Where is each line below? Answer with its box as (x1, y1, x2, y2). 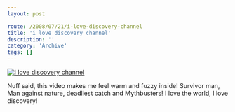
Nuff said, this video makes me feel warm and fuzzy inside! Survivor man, (7, 82, 220, 90)
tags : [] (7, 49, 33, 56)
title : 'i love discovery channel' (7, 29, 112, 36)
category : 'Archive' (7, 43, 68, 50)
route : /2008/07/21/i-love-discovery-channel (7, 22, 142, 30)
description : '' (7, 36, 55, 43)
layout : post (7, 10, 46, 17)
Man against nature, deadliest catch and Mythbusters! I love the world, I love (7, 89, 229, 97)
